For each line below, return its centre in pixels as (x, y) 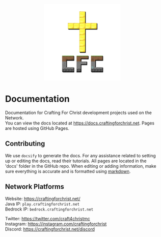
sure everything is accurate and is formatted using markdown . (68, 171)
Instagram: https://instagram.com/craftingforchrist (56, 224)
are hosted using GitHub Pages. (37, 128)
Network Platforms (35, 187)
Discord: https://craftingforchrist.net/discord (50, 229)
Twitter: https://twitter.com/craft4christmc (48, 218)
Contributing (25, 144)
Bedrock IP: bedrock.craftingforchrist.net (49, 209)
